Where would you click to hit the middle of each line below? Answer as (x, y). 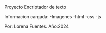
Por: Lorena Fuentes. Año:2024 (37, 26)
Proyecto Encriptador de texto (36, 7)
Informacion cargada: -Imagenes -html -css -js (53, 16)
